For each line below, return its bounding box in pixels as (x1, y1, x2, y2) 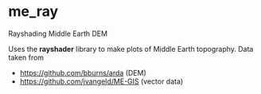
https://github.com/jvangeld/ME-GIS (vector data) (19, 76, 184, 86)
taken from (8, 53, 45, 62)
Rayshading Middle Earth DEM (8, 29, 108, 38)
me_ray (8, 2, 59, 21)
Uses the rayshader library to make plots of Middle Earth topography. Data (8, 44, 254, 53)
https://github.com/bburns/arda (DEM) (19, 68, 147, 77)
